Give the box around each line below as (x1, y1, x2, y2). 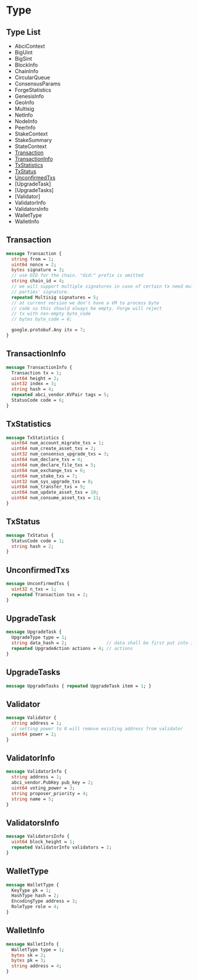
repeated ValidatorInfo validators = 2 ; (11, 844, 112, 850)
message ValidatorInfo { (6, 768, 67, 775)
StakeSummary (14, 137, 52, 143)
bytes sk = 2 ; (11, 952, 46, 958)
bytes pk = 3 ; (11, 958, 46, 963)
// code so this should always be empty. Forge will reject (11, 305, 162, 311)
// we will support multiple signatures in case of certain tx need (11, 283, 183, 289)
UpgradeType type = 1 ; (11, 635, 67, 641)
